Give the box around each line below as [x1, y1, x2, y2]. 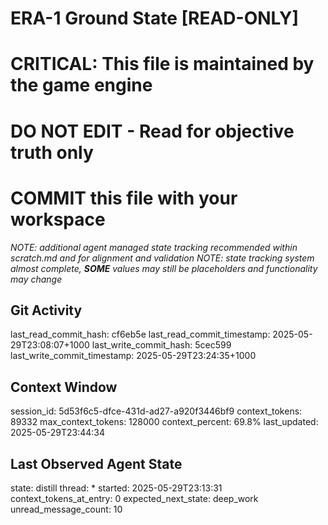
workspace [10, 208, 106, 231]
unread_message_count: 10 [10, 503, 123, 515]
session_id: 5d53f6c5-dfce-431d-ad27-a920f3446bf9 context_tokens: [10, 405, 303, 417]
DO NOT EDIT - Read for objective [10, 120, 295, 142]
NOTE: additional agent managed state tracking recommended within [10, 241, 298, 253]
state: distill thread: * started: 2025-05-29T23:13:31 [10, 482, 223, 494]
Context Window [10, 378, 118, 396]
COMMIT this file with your [10, 187, 238, 209]
